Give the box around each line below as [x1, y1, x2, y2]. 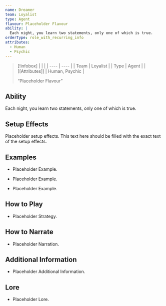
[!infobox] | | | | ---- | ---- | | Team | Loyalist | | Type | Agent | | [17, 63, 146, 69]
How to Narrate [5, 228, 53, 236]
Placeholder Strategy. [12, 213, 57, 219]
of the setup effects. [5, 138, 47, 145]
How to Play [5, 200, 43, 209]
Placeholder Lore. [12, 297, 49, 303]
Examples [5, 153, 36, 161]
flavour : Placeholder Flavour [5, 21, 68, 26]
